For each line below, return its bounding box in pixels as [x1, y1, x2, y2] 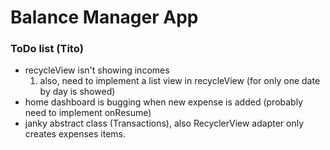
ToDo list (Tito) [10, 42, 84, 56]
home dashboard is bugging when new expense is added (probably [24, 96, 304, 108]
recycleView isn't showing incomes [24, 64, 170, 76]
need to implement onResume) [24, 107, 152, 119]
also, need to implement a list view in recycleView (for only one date [39, 75, 321, 87]
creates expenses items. [24, 128, 126, 140]
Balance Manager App [10, 6, 199, 29]
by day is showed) [39, 86, 116, 98]
